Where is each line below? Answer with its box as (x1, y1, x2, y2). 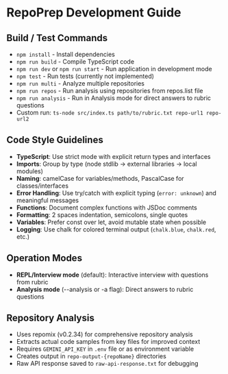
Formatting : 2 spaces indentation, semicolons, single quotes (16, 210, 188, 219)
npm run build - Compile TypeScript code (16, 58, 135, 66)
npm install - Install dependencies (16, 50, 116, 58)
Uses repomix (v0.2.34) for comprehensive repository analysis (16, 330, 193, 338)
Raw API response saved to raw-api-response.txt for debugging (16, 360, 199, 368)
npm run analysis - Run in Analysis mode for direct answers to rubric (16, 94, 212, 102)
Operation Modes (6, 252, 83, 264)
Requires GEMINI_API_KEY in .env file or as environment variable (16, 345, 194, 353)
